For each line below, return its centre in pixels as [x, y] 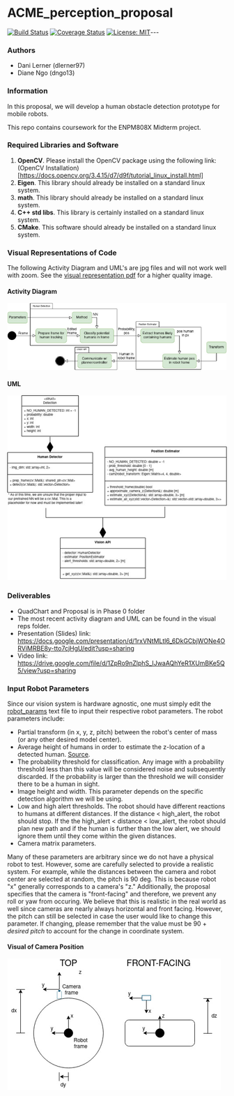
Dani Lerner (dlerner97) [51, 66]
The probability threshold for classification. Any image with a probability [120, 762]
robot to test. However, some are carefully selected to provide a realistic [111, 864]
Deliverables [29, 596]
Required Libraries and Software [63, 145]
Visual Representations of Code [62, 253]
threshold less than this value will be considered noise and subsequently [122, 769]
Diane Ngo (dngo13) [46, 73]
